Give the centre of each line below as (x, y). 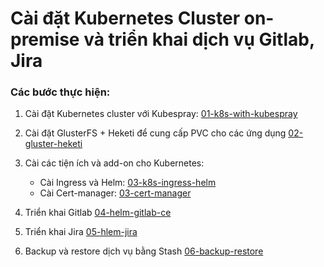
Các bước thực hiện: (60, 92)
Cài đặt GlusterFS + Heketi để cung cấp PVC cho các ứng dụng (155, 133)
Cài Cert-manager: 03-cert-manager (115, 193)
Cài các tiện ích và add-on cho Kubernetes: (114, 163)
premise (45, 39)
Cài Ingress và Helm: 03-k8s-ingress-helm (128, 183)
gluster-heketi (53, 144)
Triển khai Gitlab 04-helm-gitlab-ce (98, 213)
